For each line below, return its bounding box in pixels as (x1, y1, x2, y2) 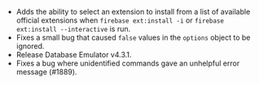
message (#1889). (15, 67, 77, 76)
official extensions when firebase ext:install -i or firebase (15, 15, 224, 25)
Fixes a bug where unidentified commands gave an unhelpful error (15, 58, 240, 68)
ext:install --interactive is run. (15, 24, 131, 33)
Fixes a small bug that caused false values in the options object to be (15, 32, 251, 42)
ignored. (15, 41, 45, 51)
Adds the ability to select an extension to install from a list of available (15, 7, 251, 16)
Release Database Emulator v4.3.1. (15, 50, 132, 59)
